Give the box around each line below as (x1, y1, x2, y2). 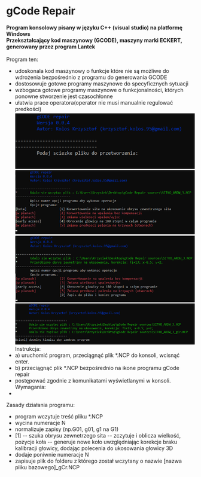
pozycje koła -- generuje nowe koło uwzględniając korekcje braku (14, 438, 178, 446)
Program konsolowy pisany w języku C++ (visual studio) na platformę (6, 24, 183, 31)
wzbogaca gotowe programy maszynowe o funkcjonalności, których (14, 86, 184, 93)
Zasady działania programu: (6, 402, 75, 409)
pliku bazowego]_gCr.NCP (14, 464, 80, 471)
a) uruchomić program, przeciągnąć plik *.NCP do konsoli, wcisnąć (14, 351, 180, 359)
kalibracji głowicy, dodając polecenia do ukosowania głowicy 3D (14, 445, 173, 452)
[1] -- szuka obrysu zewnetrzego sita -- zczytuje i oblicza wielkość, (14, 432, 181, 439)
